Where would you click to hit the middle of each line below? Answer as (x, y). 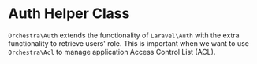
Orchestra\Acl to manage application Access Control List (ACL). (112, 52)
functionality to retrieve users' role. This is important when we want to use (129, 43)
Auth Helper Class (69, 14)
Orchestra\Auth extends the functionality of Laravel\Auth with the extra (124, 35)
